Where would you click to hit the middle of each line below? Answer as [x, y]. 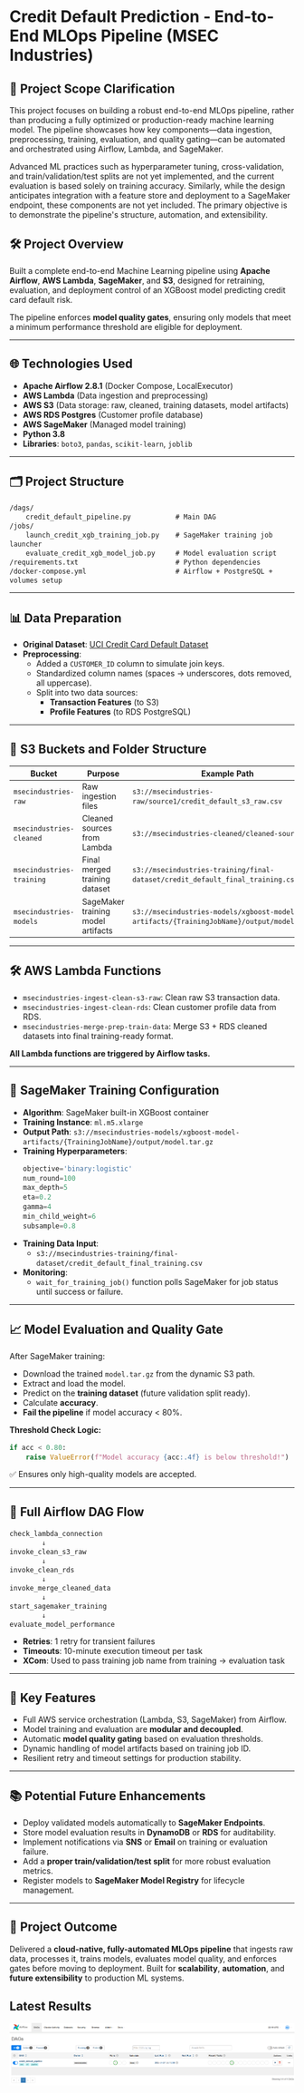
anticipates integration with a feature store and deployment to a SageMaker [150, 195]
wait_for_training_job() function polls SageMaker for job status [157, 1281]
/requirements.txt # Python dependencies [135, 563]
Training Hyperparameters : [75, 1151]
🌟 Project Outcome [63, 1928]
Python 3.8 [44, 433]
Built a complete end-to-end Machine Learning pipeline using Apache [140, 270]
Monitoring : [45, 1272]
